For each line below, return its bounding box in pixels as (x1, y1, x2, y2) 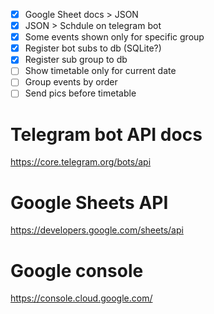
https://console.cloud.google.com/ (10, 292, 153, 304)
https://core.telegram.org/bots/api (10, 156, 152, 168)
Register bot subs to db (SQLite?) (24, 42, 162, 54)
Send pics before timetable (24, 87, 137, 99)
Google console (10, 259, 144, 282)
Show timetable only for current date (24, 65, 177, 77)
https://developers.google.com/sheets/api (10, 224, 184, 236)
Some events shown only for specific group (24, 31, 205, 43)
